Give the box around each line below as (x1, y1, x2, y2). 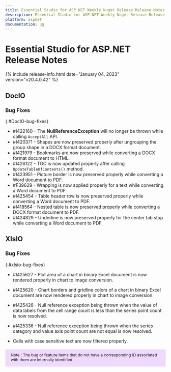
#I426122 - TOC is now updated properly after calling (12, 160, 125, 166)
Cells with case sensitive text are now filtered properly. (12, 338, 128, 344)
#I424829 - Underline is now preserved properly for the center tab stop (12, 214, 163, 220)
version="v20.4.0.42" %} (5, 77, 59, 83)
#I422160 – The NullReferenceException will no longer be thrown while (12, 128, 164, 134)
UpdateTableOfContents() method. (12, 166, 84, 172)
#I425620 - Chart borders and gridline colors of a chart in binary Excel (12, 287, 161, 293)
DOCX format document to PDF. (12, 209, 80, 215)
